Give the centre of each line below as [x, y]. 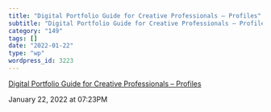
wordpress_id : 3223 [41, 61]
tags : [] [23, 38]
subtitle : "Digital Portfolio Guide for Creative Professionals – [122, 23]
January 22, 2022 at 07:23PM [58, 99]
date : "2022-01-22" [41, 46]
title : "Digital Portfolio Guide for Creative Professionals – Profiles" [135, 16]
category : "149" [35, 31]
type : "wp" [27, 53]
